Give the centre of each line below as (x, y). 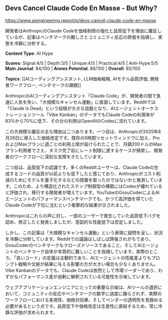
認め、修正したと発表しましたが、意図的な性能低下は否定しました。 (75, 222)
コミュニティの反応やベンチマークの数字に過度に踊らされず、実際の (92, 293)
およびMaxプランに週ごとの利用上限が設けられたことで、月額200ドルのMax (84, 144)
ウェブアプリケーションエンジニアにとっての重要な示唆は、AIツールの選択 (82, 287)
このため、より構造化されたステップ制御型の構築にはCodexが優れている (88, 186)
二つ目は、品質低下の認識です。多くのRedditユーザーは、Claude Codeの (80, 167)
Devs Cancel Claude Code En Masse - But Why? (81, 8)
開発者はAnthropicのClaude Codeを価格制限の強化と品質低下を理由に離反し (83, 31)
